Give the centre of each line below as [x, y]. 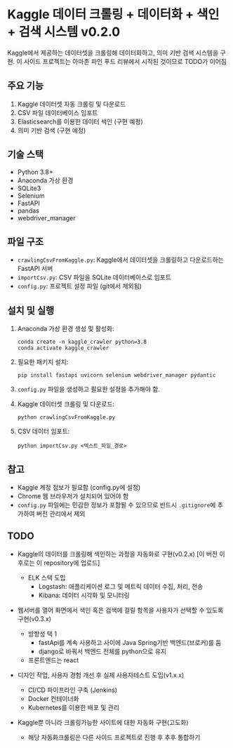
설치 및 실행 [31, 310]
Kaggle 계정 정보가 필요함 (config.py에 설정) [79, 487]
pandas [28, 211]
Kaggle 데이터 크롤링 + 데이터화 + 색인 [113, 14]
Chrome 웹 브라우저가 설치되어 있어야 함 [73, 496]
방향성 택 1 [42, 634]
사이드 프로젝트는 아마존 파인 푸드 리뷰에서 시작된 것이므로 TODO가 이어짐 [125, 61]
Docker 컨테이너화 [53, 698]
